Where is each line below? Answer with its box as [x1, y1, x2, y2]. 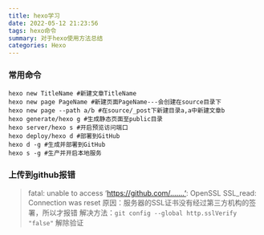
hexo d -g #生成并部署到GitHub [8, 141, 106, 149]
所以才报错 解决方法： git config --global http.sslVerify [42, 208, 238, 217]
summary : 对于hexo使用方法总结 [8, 34, 104, 43]
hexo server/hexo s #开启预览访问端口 [8, 124, 128, 132]
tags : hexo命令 [8, 26, 57, 34]
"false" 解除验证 [27, 217, 84, 227]
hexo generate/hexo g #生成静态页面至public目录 [8, 115, 163, 124]
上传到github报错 [8, 169, 76, 180]
